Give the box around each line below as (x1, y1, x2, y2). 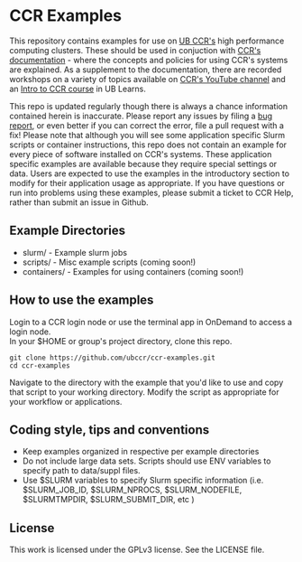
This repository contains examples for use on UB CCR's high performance (9, 35, 285, 46)
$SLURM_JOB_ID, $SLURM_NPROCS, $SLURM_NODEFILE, (22, 484, 243, 495)
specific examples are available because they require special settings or (9, 158, 278, 169)
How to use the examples (9, 293, 154, 308)
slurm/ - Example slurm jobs (22, 247, 128, 258)
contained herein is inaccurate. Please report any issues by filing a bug (9, 110, 273, 121)
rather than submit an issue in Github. (9, 196, 149, 208)
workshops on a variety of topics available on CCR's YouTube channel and (9, 73, 286, 84)
